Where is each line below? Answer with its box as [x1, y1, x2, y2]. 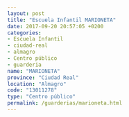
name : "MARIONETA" [7, 67, 60, 74]
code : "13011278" [7, 87, 58, 94]
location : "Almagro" [7, 81, 67, 87]
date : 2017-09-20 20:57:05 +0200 [7, 23, 104, 30]
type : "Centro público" [7, 94, 76, 100]
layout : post [7, 10, 45, 17]
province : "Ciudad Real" [7, 74, 79, 81]
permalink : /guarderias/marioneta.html [7, 100, 123, 107]
